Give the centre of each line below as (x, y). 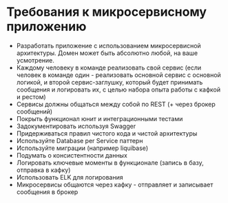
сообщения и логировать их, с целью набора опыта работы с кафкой (118, 89)
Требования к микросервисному (107, 12)
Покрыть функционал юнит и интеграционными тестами (100, 118)
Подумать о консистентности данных (72, 155)
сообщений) (34, 111)
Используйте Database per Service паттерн (80, 140)
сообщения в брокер (47, 192)
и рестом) (31, 96)
